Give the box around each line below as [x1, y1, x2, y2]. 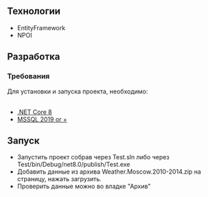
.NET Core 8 [16, 108, 53, 116]
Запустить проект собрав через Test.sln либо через [16, 153, 170, 161]
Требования [7, 71, 50, 81]
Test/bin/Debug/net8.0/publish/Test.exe [16, 161, 130, 169]
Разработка [7, 51, 60, 62]
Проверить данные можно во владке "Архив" [16, 182, 151, 191]
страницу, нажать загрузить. [16, 175, 102, 183]
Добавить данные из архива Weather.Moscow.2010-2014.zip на [16, 167, 201, 176]
